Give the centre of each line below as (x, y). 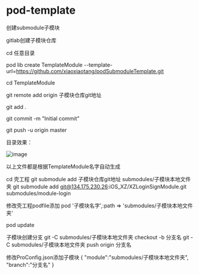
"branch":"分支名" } (30, 264)
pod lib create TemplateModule (44, 65)
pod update (20, 225)
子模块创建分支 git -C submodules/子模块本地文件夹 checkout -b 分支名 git (98, 237)
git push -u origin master (37, 130)
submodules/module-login (39, 193)
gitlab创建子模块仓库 (31, 40)
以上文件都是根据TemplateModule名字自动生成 (63, 166)
